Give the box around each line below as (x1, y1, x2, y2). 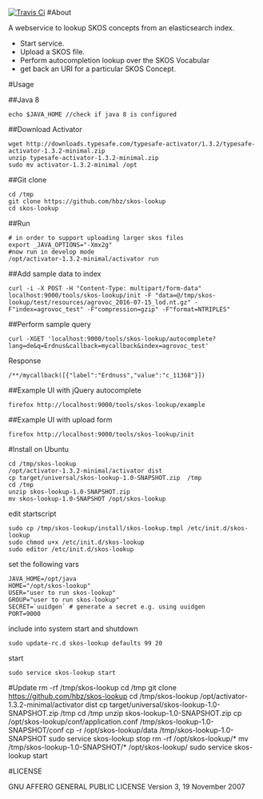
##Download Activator (8, 125, 82, 134)
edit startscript (8, 509, 57, 518)
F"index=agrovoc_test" (8, 306, 84, 314)
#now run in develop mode (8, 248, 94, 256)
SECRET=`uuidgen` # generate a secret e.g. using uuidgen (8, 603, 205, 611)
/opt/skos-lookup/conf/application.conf (8, 717, 138, 726)
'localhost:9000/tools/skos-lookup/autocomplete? (47, 335, 217, 343)
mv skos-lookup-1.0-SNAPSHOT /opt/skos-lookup (8, 495, 166, 503)
